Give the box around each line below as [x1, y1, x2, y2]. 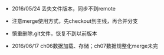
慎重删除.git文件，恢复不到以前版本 [11, 30, 97, 37]
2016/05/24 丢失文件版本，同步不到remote [11, 5, 116, 12]
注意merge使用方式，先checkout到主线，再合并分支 [11, 18, 139, 25]
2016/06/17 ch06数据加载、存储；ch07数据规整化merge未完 [11, 43, 158, 49]
